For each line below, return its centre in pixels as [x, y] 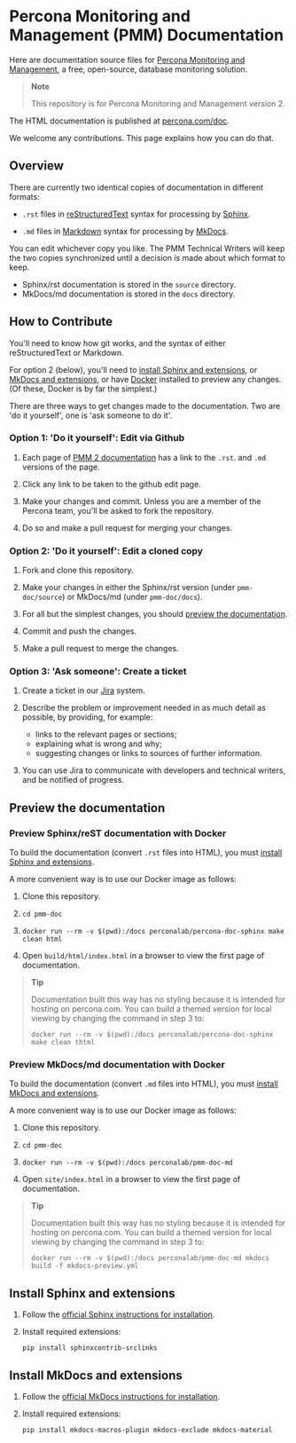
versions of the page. [61, 467]
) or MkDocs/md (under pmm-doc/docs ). [132, 597]
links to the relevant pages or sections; [106, 735]
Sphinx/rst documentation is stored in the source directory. [129, 284]
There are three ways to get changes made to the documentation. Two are [145, 406]
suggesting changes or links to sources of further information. [149, 753]
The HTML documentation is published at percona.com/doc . [120, 121]
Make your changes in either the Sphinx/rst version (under [129, 587]
